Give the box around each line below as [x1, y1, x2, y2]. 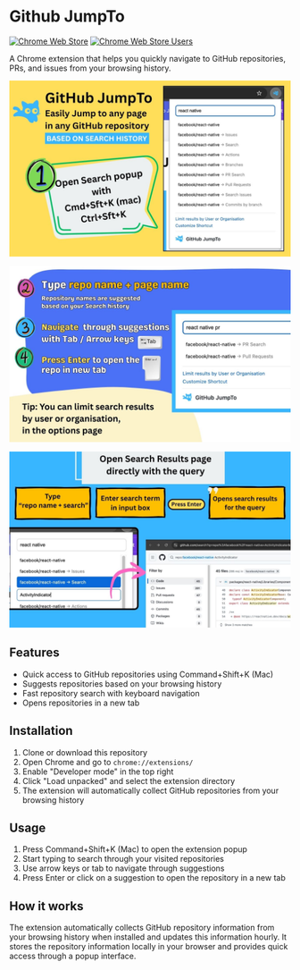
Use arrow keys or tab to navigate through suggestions [21, 863, 225, 873]
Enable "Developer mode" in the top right [21, 766, 174, 777]
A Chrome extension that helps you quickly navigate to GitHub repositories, [9, 53, 287, 63]
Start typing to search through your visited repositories [21, 854, 225, 865]
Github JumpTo [9, 6, 125, 27]
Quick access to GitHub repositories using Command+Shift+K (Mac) [21, 669, 274, 679]
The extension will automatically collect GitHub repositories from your [21, 785, 279, 796]
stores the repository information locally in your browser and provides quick [9, 941, 288, 952]
